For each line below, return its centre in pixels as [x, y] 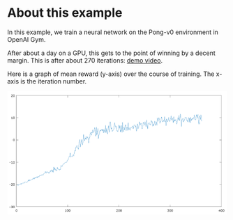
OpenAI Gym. [27, 39]
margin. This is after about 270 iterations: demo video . [85, 60]
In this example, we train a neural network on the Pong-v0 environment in [113, 32]
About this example [65, 13]
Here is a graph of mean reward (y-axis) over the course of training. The [111, 74]
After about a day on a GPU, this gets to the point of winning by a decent [112, 53]
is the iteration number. [54, 81]
